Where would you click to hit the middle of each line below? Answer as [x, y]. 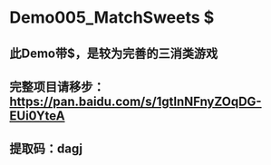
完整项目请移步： [57, 87]
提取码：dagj [46, 149]
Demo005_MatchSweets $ [112, 18]
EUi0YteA [37, 116]
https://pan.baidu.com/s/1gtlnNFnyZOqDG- [135, 101]
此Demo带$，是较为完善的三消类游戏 [114, 53]
